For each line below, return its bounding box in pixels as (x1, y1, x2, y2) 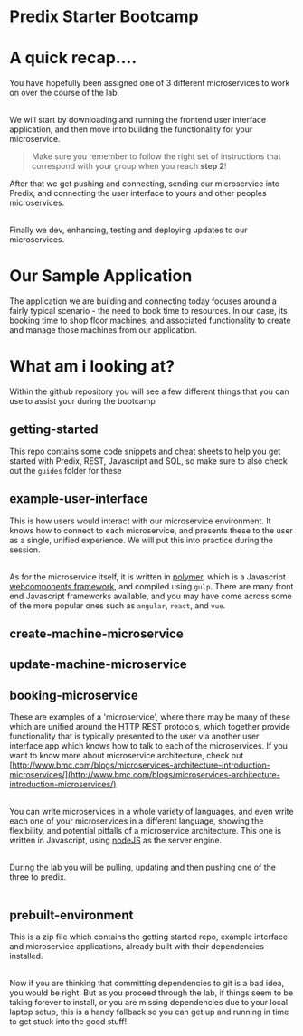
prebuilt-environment (9, 907, 134, 923)
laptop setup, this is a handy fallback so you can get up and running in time (9, 1006, 289, 1018)
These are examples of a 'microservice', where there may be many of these (9, 711, 291, 722)
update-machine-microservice (9, 657, 187, 673)
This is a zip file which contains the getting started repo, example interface (9, 931, 288, 942)
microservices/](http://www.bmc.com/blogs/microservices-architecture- (9, 769, 280, 780)
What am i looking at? (9, 356, 175, 377)
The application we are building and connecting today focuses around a (9, 296, 278, 306)
